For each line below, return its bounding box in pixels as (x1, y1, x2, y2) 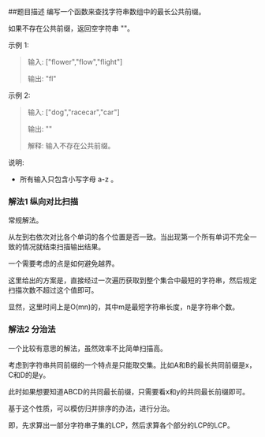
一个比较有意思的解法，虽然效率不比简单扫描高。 (8, 343, 167, 353)
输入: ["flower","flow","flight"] (27, 58, 123, 66)
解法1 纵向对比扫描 (8, 196, 79, 207)
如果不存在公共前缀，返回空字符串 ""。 (8, 24, 134, 33)
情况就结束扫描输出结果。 (21, 242, 105, 252)
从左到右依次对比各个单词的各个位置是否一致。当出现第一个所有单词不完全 (8, 232, 250, 242)
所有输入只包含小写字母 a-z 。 (19, 174, 118, 184)
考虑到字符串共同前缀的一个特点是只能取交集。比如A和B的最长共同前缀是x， (8, 360, 256, 369)
